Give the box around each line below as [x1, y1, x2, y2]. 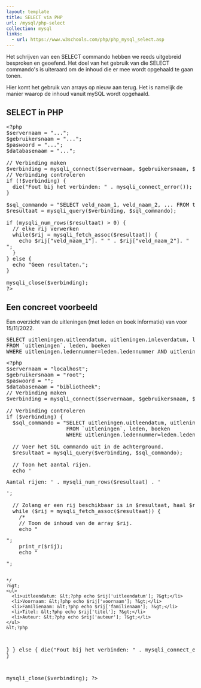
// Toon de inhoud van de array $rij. [19, 520, 133, 526]
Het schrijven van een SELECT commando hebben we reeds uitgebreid [6, 53, 181, 60]
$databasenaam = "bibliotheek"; [6, 383, 101, 390]
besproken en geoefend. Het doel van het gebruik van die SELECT [6, 59, 170, 67]
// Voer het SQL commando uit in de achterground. [12, 443, 165, 450]
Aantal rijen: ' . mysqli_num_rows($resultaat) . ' [6, 478, 162, 485]
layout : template [6, 8, 50, 15]
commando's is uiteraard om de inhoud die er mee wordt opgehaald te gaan [6, 66, 193, 73]
